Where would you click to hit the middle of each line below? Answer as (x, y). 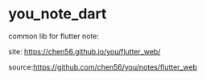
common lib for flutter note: (54, 36)
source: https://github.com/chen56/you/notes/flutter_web (103, 67)
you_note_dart (58, 14)
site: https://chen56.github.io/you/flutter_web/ (84, 51)
